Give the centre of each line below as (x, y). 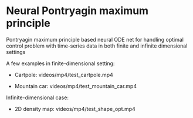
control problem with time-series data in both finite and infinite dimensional (97, 46)
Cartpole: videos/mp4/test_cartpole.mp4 (64, 75)
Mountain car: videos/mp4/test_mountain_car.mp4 (75, 86)
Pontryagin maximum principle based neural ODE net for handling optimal (95, 39)
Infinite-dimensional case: (38, 97)
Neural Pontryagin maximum (77, 11)
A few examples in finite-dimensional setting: (60, 63)
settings (16, 52)
